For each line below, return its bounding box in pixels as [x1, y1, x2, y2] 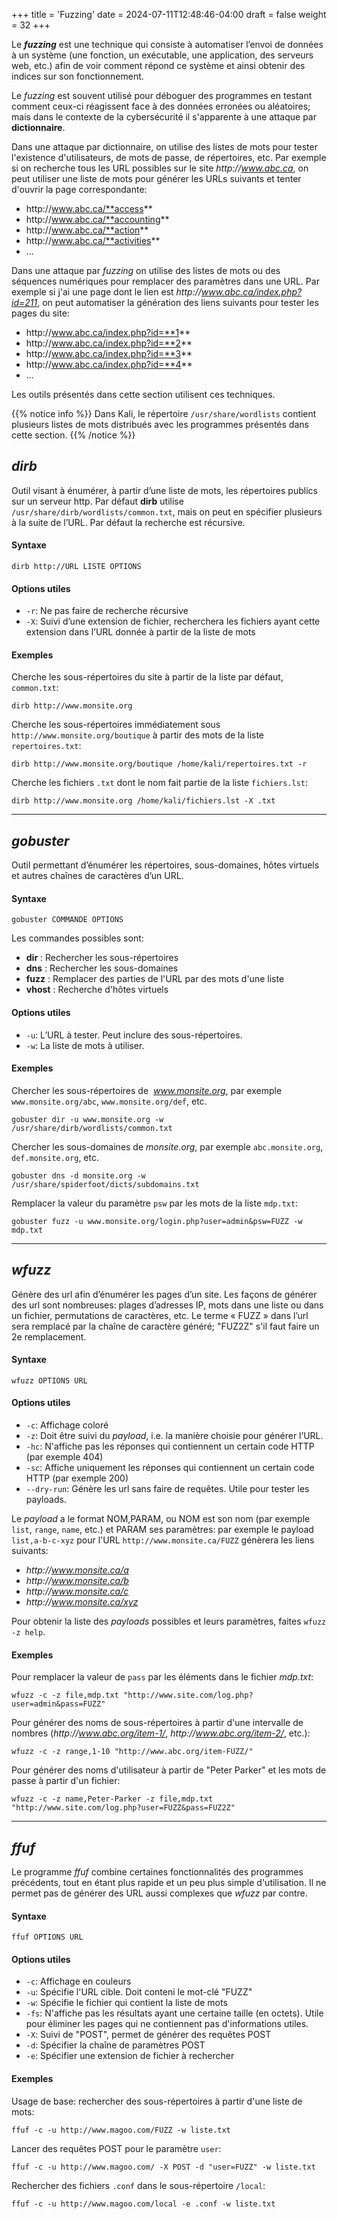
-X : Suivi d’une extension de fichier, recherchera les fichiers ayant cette [25, 615, 321, 628]
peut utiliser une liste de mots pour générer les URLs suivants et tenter [11, 173, 302, 184]
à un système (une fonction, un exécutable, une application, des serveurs [11, 49, 314, 61]
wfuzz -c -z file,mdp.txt [11, 1690, 119, 1701]
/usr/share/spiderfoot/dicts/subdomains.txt [11, 1179, 200, 1189]
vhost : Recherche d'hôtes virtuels [25, 984, 169, 996]
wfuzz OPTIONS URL [11, 1375, 88, 1386]
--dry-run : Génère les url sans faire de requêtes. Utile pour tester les [25, 1483, 310, 1495]
